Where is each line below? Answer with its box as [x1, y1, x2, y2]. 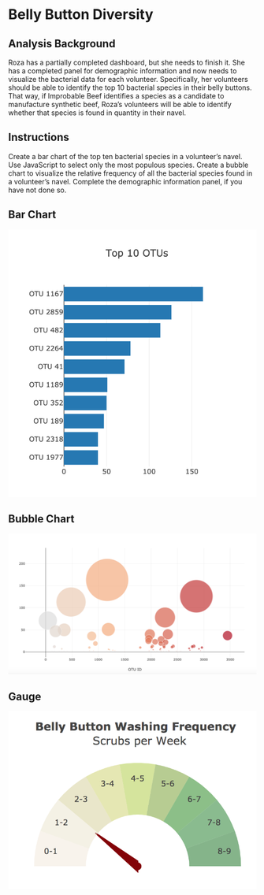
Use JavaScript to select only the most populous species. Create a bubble [8, 160, 249, 169]
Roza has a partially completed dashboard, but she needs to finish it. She [8, 58, 246, 67]
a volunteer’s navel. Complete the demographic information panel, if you [8, 176, 243, 186]
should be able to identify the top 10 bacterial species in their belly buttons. [8, 83, 252, 92]
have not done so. [8, 185, 67, 195]
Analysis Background [8, 37, 116, 50]
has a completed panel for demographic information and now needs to [8, 66, 237, 76]
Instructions [8, 131, 69, 144]
